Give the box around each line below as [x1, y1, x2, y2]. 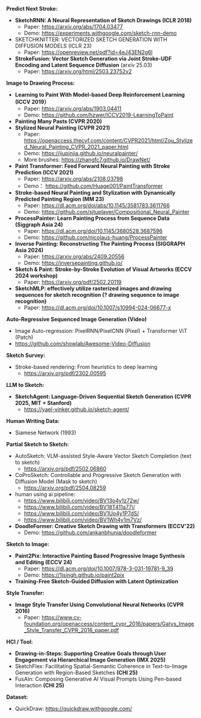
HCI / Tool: [6, 638, 33, 645]
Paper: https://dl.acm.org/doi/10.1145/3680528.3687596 [23, 228, 163, 234]
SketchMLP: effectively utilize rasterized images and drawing [14, 285, 172, 292]
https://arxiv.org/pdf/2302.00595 [23, 370, 107, 377]
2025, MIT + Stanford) [14, 400, 72, 406]
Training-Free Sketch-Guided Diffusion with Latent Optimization [14, 578, 179, 585]
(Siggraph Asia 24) [14, 221, 63, 228]
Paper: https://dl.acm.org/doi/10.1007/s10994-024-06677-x [23, 304, 172, 311]
